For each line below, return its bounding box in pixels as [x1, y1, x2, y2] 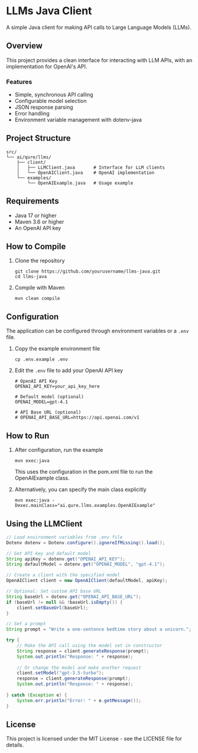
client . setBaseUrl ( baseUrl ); [17, 605, 89, 610]
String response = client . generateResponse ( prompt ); [17, 648, 150, 654]
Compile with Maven [14, 284, 65, 291]
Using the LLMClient [6, 519, 83, 529]
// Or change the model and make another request [17, 664, 142, 671]
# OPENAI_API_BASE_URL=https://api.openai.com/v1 [14, 415, 140, 421]
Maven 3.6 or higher [14, 218, 64, 225]
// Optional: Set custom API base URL [6, 589, 102, 594]
